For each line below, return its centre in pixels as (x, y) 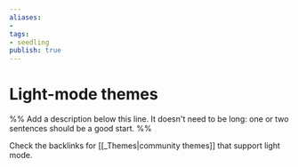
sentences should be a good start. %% (81, 129)
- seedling (29, 42)
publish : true (36, 51)
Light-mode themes (84, 95)
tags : (19, 34)
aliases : (25, 17)
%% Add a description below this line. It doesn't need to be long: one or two (149, 119)
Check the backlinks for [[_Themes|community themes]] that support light (145, 146)
